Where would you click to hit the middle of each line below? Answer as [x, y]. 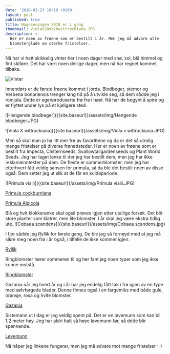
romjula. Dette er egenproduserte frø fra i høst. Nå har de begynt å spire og [85, 100]
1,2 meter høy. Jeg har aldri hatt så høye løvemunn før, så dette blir [76, 321]
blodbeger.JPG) [22, 121]
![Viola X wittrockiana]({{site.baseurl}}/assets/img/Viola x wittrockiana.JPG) [85, 130]
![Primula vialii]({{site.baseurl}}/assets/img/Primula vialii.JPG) [70, 183]
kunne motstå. [20, 264]
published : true [23, 19]
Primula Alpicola [23, 203]
